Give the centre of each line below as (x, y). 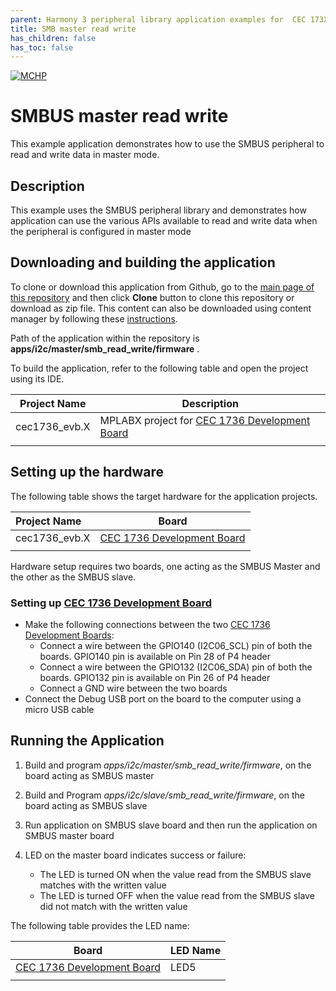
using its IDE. (37, 378)
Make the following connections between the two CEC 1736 (147, 624)
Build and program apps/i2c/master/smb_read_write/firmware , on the (168, 765)
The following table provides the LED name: (100, 925)
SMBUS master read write (119, 116)
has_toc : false (42, 47)
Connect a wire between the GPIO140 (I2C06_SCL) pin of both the (176, 645)
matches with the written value (103, 885)
